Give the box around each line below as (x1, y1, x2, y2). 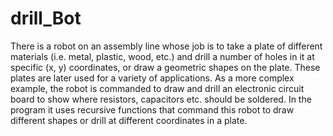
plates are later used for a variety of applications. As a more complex (10, 72, 295, 84)
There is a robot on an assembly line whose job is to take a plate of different (10, 40, 323, 52)
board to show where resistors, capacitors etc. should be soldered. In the (10, 93, 312, 105)
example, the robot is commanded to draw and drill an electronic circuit (10, 82, 305, 94)
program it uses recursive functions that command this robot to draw (10, 103, 295, 116)
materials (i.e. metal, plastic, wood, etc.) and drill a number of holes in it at (10, 50, 315, 62)
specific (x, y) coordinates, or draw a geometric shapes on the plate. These (10, 61, 321, 73)
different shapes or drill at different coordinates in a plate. (10, 114, 248, 126)
